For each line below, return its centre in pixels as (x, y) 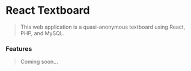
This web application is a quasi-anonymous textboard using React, (103, 27)
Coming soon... (39, 62)
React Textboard (48, 10)
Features (19, 48)
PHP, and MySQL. (42, 33)
